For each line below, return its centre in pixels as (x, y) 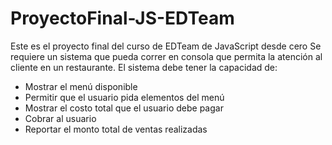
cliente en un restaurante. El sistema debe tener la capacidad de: (144, 67)
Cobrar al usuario (60, 118)
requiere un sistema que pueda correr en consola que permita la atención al (166, 56)
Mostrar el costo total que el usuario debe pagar (124, 108)
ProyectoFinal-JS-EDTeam (122, 18)
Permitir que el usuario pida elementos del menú (124, 97)
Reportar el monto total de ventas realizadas (116, 129)
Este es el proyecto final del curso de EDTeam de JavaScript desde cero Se (166, 46)
